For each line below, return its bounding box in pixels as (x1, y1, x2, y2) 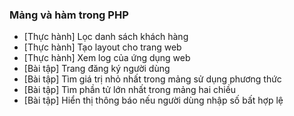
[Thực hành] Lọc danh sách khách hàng (23, 31, 189, 43)
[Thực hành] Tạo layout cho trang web (23, 41, 182, 53)
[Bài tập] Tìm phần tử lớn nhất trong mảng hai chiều (23, 84, 237, 96)
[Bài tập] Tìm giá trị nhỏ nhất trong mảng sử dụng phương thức (23, 73, 282, 85)
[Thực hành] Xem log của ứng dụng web (23, 52, 191, 64)
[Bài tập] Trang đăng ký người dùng (23, 63, 171, 75)
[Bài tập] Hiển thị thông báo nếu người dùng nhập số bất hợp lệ (23, 94, 284, 107)
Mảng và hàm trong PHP (9, 8, 129, 22)
